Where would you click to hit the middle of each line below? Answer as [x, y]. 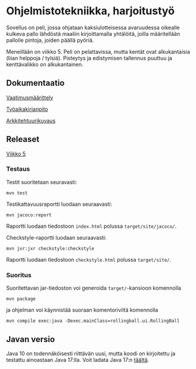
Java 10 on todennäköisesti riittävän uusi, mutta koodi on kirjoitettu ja [91, 354]
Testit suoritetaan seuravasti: [42, 182]
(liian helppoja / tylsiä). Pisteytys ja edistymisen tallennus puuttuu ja [89, 58]
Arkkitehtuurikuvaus [31, 120]
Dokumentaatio [35, 83]
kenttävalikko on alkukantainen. [45, 64]
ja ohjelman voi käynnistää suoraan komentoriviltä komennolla [82, 310]
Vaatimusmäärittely [30, 97]
